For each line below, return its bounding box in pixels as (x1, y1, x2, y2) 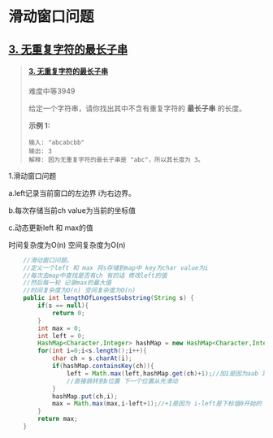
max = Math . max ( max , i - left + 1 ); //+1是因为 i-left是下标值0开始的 (51, 400, 262, 408)
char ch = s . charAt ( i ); (51, 354, 132, 362)
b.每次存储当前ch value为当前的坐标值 (8, 205, 136, 215)
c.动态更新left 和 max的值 (8, 223, 93, 232)
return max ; (37, 415, 79, 423)
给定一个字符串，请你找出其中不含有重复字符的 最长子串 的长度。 (28, 103, 246, 113)
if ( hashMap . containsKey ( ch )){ (51, 362, 154, 371)
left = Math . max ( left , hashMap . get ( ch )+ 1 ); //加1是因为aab (66, 369, 258, 378)
